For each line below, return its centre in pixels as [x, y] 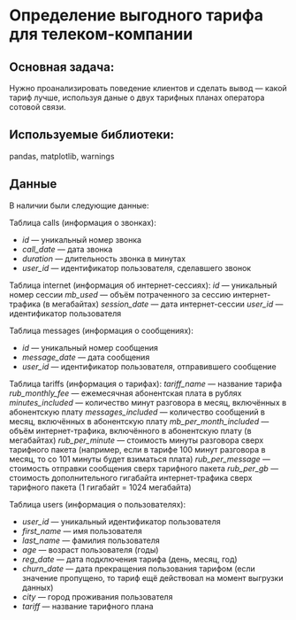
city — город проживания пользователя [97, 597]
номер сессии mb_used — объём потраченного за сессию [120, 294]
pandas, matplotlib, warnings [62, 156]
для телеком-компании [101, 34]
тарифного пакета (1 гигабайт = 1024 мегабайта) [100, 487]
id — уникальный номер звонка [82, 239]
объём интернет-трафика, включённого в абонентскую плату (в [130, 430]
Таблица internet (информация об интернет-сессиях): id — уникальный [143, 285]
